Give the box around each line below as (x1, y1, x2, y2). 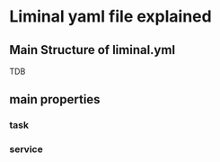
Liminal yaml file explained (9, 6, 213, 27)
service (9, 143, 43, 156)
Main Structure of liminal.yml (9, 42, 176, 58)
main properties (9, 92, 101, 107)
